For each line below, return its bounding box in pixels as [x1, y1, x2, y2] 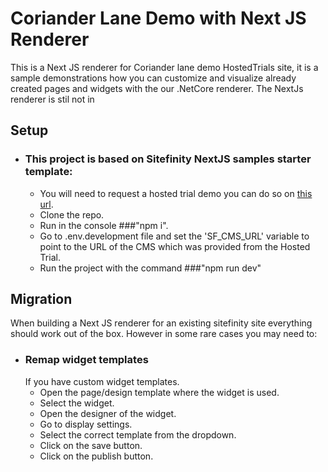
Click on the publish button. [39, 450, 154, 462]
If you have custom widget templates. [24, 375, 180, 387]
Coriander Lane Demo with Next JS [10, 7, 307, 30]
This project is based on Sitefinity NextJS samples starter [24, 152, 312, 166]
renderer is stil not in [10, 93, 95, 105]
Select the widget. [39, 397, 115, 409]
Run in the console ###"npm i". [39, 219, 169, 231]
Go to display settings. [39, 418, 133, 430]
